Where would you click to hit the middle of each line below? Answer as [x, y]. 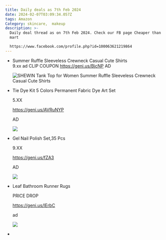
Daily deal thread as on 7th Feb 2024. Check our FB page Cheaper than [85, 33]
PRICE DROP [25, 196]
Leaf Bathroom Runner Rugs [41, 186]
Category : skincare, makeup [35, 24]
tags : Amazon [19, 19]
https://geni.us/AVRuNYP [38, 109]
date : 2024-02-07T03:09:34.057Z [39, 14]
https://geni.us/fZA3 [33, 158]
